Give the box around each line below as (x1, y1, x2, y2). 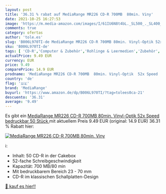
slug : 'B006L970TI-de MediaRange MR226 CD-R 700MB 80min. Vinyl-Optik (5, 40, 154, 45)
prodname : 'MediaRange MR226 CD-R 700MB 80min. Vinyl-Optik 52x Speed (5, 72, 158, 77)
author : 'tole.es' (5, 35, 43, 40)
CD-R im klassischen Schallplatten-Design (12, 174, 99, 180)
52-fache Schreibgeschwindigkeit (12, 158, 82, 164)
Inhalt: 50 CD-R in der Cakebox (12, 153, 76, 159)
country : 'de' (5, 76, 35, 81)
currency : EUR (5, 58, 35, 63)
